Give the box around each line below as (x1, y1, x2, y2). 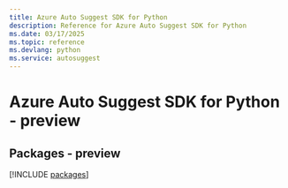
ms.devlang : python (9, 46, 81, 55)
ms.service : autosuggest (9, 54, 101, 63)
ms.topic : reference (9, 37, 86, 47)
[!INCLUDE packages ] (9, 169, 89, 179)
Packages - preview (9, 146, 121, 161)
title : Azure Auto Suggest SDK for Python (9, 12, 168, 22)
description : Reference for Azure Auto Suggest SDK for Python (9, 21, 247, 30)
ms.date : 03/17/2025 (9, 29, 86, 38)
